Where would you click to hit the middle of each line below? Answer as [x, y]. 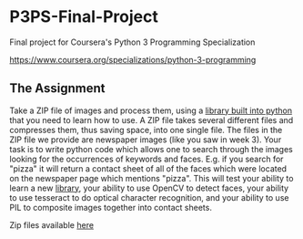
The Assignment [58, 88]
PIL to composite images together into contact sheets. [111, 207]
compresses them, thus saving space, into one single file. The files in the [146, 130]
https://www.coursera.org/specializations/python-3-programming [133, 59]
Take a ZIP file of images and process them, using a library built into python [151, 110]
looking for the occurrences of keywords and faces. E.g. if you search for [146, 159]
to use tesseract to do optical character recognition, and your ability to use [149, 197]
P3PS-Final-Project [84, 17]
